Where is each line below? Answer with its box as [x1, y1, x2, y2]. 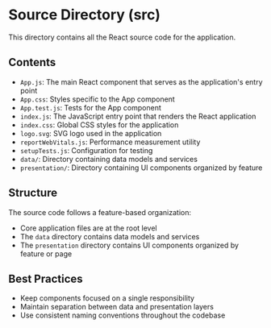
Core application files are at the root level [19, 223, 157, 233]
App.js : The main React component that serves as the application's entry [19, 77, 264, 86]
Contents [8, 56, 56, 69]
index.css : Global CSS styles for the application [19, 119, 179, 130]
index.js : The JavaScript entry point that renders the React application [19, 111, 256, 121]
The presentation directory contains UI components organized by [19, 240, 240, 250]
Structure [8, 186, 58, 200]
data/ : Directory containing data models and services [19, 154, 198, 164]
